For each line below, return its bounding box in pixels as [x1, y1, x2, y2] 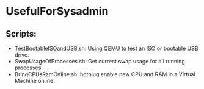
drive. [14, 51, 29, 59]
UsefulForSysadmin [5, 4, 109, 18]
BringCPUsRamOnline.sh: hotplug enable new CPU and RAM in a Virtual [14, 71, 195, 77]
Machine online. [14, 77, 56, 84]
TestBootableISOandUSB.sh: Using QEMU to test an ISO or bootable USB [14, 44, 199, 52]
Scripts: [5, 29, 37, 39]
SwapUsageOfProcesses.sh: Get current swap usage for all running [14, 58, 186, 65]
